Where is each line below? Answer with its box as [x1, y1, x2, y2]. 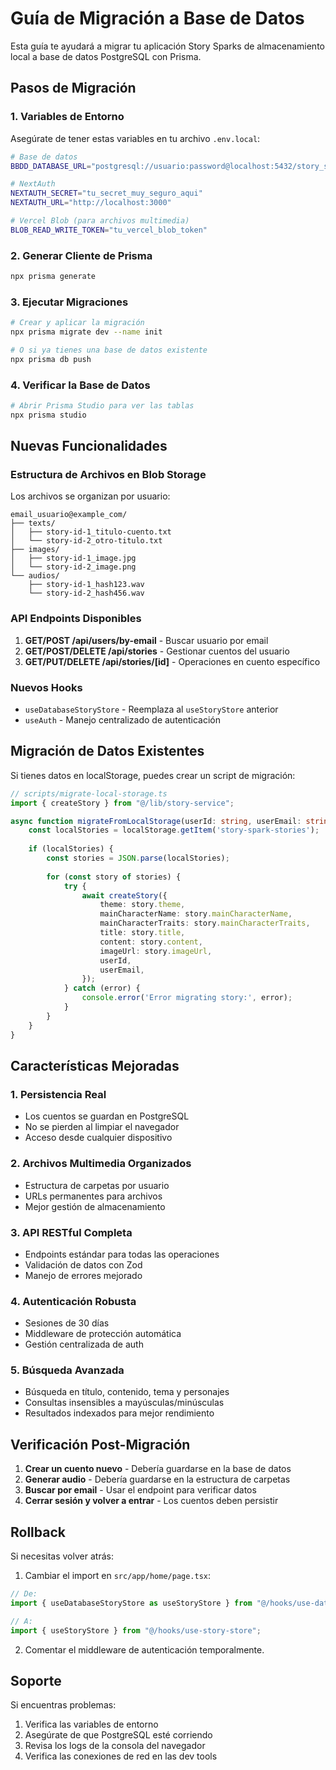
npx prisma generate [10, 272, 97, 282]
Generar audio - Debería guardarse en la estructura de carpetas [24, 1473, 291, 1486]
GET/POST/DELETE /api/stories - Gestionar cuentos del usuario [24, 645, 290, 657]
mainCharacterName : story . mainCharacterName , [99, 909, 293, 919]
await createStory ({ [81, 890, 168, 901]
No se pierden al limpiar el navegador [24, 1121, 180, 1133]
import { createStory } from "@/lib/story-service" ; [10, 798, 235, 808]
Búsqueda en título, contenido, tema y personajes [24, 1386, 230, 1398]
